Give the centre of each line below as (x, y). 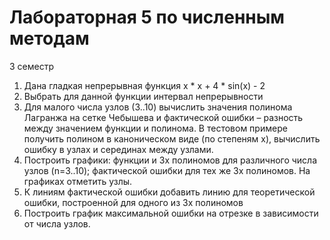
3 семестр (31, 66)
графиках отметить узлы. (78, 181)
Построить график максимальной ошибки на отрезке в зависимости (171, 213)
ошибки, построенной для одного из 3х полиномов (133, 202)
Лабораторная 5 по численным (147, 17)
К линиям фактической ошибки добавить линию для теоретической (169, 192)
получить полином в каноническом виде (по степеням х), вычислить (172, 138)
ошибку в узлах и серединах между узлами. (118, 149)
